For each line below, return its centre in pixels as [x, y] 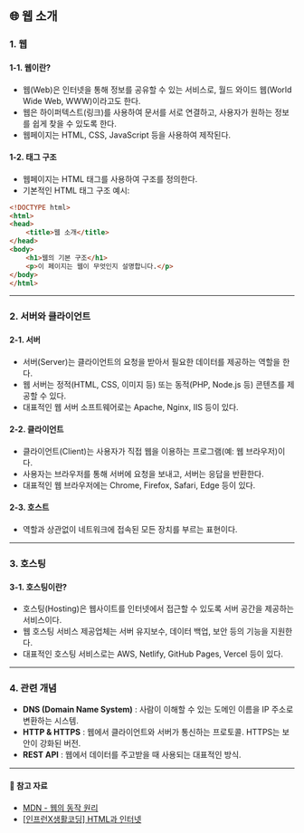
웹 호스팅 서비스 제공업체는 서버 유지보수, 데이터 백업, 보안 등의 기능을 [145, 631]
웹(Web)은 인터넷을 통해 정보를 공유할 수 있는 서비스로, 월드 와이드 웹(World [157, 90]
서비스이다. [42, 620]
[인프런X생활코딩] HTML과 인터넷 [82, 819]
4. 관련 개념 [33, 688]
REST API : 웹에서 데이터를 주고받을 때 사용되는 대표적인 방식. [132, 755]
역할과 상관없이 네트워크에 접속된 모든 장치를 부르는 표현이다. [130, 529]
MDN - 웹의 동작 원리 [60, 808]
